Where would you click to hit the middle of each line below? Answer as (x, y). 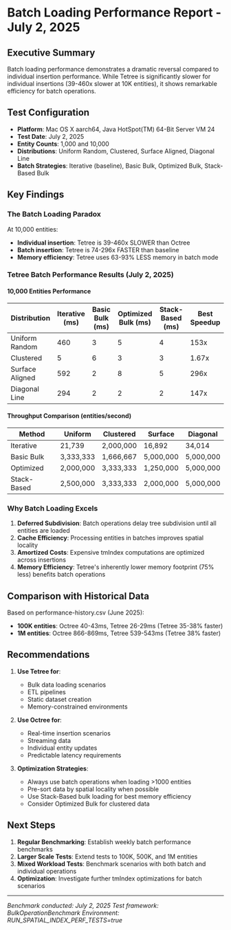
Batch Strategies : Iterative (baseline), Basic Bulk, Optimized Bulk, (110, 166)
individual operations (47, 871)
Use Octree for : (39, 720)
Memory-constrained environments (78, 707)
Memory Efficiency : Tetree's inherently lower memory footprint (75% (115, 567)
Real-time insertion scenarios (69, 733)
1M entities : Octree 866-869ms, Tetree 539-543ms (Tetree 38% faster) (119, 633)
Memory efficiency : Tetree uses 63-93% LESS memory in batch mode (118, 257)
